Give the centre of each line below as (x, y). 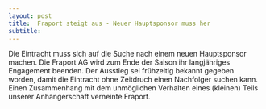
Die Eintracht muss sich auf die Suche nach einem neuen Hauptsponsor (128, 54)
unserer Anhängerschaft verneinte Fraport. (79, 97)
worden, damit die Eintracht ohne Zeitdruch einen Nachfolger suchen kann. (133, 80)
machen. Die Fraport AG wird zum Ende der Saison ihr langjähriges (119, 62)
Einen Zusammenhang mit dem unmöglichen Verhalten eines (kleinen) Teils (133, 88)
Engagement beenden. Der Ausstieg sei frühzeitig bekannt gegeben (121, 71)
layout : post (30, 16)
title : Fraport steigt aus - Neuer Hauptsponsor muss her (110, 23)
